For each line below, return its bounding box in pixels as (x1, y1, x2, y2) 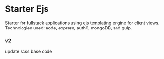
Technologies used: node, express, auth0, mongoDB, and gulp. (5, 25, 132, 30)
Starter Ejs (5, 3, 49, 15)
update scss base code (5, 48, 52, 55)
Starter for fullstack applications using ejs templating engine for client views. (5, 20, 160, 26)
